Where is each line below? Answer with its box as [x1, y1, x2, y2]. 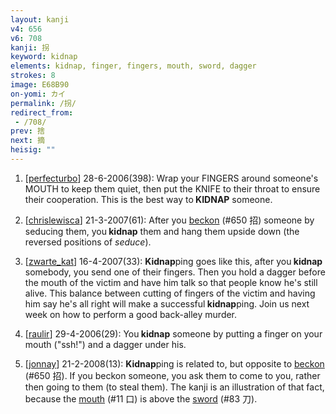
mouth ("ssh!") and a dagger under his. [24, 338, 187, 350]
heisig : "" [10, 145, 56, 155]
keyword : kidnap [10, 52, 78, 62]
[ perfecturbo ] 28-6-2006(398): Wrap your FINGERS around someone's [24, 172, 319, 184]
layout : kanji [10, 14, 70, 25]
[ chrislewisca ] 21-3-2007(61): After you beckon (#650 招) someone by [24, 214, 315, 226]
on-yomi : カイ [10, 89, 67, 99]
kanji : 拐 [10, 42, 50, 53]
